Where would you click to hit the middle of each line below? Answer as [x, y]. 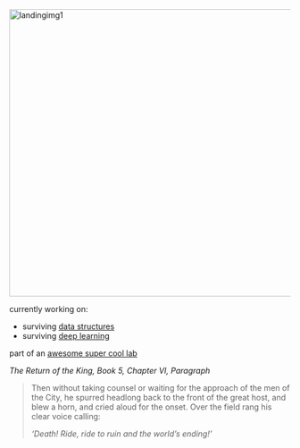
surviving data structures [68, 326]
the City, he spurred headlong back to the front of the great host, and [158, 397]
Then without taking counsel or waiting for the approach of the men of [160, 388]
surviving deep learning [66, 336]
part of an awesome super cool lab [74, 353]
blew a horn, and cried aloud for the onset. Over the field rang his [151, 407]
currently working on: [49, 309]
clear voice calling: [66, 416]
